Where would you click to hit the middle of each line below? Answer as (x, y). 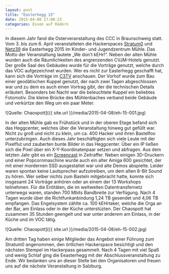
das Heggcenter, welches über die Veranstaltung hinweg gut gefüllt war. (80, 128)
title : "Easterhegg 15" (30, 15)
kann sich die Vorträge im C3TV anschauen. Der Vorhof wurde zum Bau (80, 76)
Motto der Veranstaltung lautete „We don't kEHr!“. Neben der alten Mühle (81, 55)
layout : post (19, 10)
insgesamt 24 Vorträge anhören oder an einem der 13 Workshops (73, 182)
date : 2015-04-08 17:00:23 (34, 19)
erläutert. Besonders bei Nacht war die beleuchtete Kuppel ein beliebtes (80, 92)
